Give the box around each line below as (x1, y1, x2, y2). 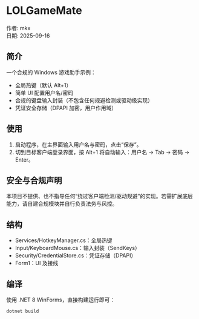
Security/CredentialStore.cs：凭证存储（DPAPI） (15, 252, 137, 259)
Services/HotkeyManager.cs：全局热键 (15, 237, 113, 244)
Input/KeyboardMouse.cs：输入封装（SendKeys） (15, 245, 140, 252)
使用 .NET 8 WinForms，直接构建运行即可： (6, 296, 116, 303)
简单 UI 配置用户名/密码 (15, 89, 74, 96)
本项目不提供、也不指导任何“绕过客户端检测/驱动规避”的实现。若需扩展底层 (6, 192, 194, 200)
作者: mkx (6, 24, 31, 31)
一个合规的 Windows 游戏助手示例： (6, 68, 96, 76)
